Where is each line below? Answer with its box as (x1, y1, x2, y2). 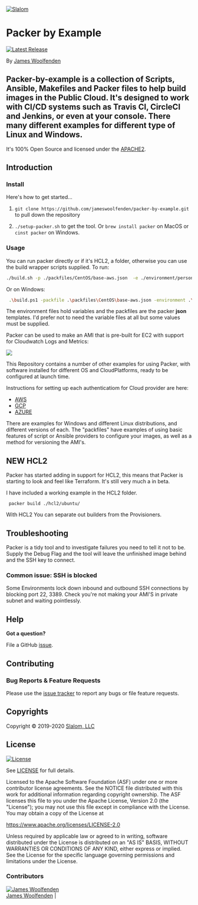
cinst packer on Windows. (14, 229, 80, 236)
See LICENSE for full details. (6, 767, 75, 774)
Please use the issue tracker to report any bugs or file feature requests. (6, 689, 180, 696)
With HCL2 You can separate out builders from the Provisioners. (6, 511, 162, 518)
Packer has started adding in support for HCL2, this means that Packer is (6, 471, 184, 478)
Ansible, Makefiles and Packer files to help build (6, 83, 187, 94)
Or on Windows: (6, 285, 45, 292)
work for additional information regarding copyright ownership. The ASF (6, 790, 181, 797)
